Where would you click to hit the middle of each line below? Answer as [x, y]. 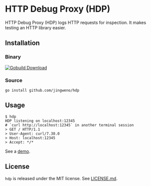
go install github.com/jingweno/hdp [42, 90]
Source [14, 80]
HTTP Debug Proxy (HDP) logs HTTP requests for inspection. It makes [75, 22]
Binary [13, 57]
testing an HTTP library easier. [36, 27]
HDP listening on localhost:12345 [40, 121]
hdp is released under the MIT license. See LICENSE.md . [61, 178]
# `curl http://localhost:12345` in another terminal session [69, 125]
